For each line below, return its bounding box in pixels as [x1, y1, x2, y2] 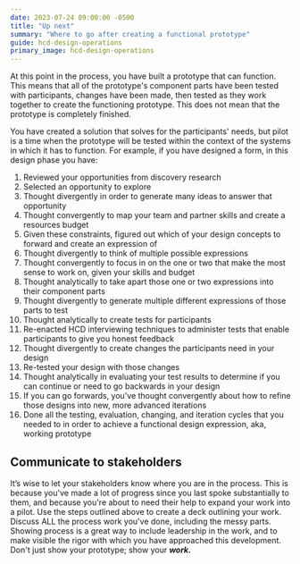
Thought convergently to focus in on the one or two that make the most [22, 257, 287, 268]
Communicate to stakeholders [10, 454, 182, 469]
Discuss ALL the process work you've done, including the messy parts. [10, 516, 271, 526]
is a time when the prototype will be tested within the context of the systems [10, 136, 291, 147]
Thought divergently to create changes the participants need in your [22, 343, 275, 354]
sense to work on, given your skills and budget [22, 267, 196, 278]
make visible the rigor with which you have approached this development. [10, 535, 282, 545]
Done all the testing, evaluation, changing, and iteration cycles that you [22, 409, 284, 420]
